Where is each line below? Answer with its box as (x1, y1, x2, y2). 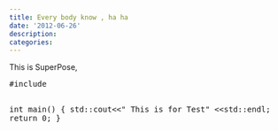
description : (9, 29, 58, 38)
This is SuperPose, (9, 62, 78, 73)
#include (9, 79, 47, 89)
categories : (9, 37, 53, 47)
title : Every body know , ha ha (9, 12, 128, 22)
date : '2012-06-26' (9, 21, 81, 30)
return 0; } (9, 113, 61, 124)
